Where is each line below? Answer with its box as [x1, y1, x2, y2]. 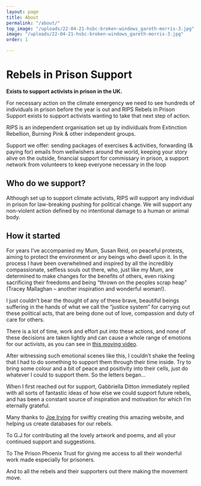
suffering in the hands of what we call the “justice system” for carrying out [6, 303, 190, 310]
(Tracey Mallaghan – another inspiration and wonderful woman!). [6, 285, 166, 292]
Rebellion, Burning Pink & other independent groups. [6, 130, 136, 137]
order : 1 [6, 37, 28, 43]
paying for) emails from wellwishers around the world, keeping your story [6, 148, 188, 155]
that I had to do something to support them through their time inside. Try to [6, 358, 191, 365]
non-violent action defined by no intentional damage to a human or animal [6, 207, 189, 214]
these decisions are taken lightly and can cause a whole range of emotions [6, 334, 191, 341]
